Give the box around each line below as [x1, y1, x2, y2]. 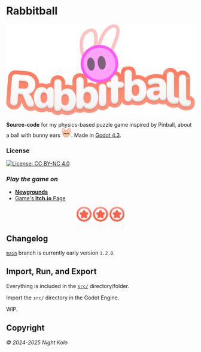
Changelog [6, 233, 48, 243]
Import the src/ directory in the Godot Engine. [6, 294, 120, 301]
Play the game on [6, 175, 58, 183]
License [6, 146, 30, 155]
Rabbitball [6, 4, 58, 18]
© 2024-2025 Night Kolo [6, 339, 68, 346]
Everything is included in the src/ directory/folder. [6, 282, 130, 289]
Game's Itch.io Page [14, 195, 66, 202]
